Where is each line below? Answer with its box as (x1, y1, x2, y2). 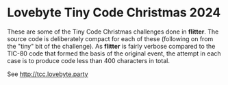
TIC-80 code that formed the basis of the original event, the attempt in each (7, 49, 221, 58)
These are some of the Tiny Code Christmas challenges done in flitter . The (7, 27, 219, 36)
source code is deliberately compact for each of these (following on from (7, 34, 214, 42)
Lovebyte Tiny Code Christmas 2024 (7, 5, 221, 21)
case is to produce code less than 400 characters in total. (7, 56, 170, 64)
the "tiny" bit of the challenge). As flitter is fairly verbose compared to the (7, 42, 216, 50)
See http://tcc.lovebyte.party (7, 70, 88, 78)
